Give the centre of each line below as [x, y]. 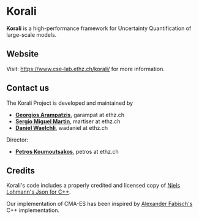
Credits [21, 171]
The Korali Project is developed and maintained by [70, 103]
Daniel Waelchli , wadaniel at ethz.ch [62, 127]
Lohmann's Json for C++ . [39, 192]
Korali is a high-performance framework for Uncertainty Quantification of [99, 28]
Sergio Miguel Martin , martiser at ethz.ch [68, 121]
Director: [17, 140]
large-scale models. [32, 34]
